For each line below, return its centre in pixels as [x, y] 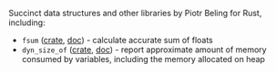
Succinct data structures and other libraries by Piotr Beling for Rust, [135, 13]
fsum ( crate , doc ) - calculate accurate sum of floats [117, 40]
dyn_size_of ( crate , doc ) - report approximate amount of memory [144, 50]
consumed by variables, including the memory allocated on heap [143, 59]
